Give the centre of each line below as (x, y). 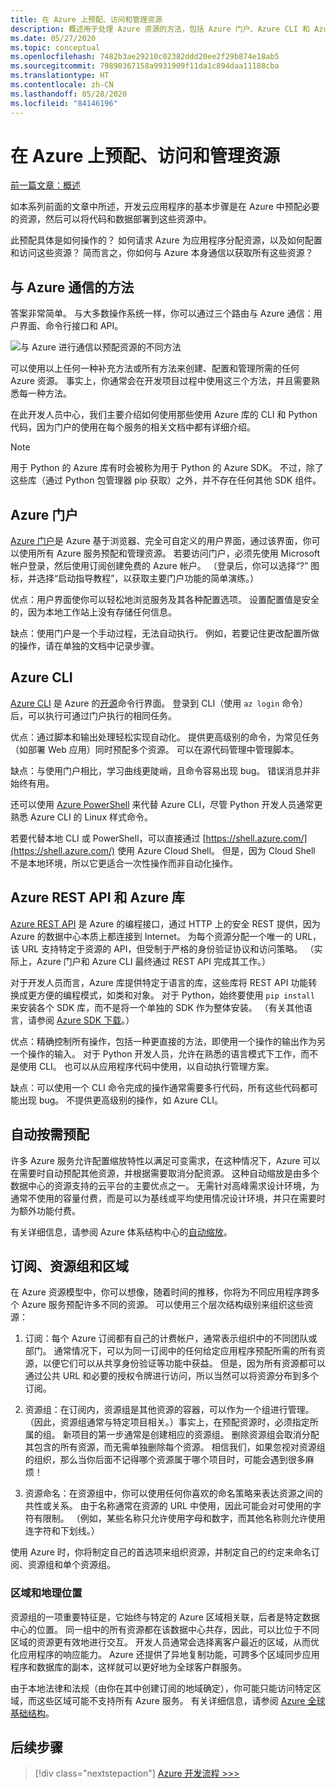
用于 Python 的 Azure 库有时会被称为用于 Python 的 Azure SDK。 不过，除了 (167, 468)
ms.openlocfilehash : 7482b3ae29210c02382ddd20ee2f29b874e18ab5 (145, 57)
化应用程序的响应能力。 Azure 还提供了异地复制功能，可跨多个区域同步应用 (165, 1654)
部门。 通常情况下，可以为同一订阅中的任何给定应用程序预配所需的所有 (170, 1351)
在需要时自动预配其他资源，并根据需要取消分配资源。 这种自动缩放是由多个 (165, 1173)
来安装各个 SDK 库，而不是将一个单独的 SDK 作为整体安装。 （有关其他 (157, 1007)
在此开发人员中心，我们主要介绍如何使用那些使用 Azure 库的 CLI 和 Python (164, 415)
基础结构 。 (32, 1713)
